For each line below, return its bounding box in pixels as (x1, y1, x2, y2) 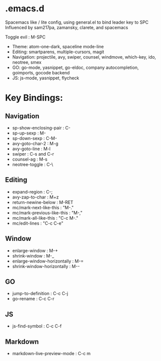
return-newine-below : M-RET (12, 199, 74, 205)
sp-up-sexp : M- (12, 130, 46, 136)
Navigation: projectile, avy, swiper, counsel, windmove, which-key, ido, (12, 54, 156, 60)
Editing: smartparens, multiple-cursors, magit (12, 49, 104, 55)
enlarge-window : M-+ (12, 247, 58, 254)
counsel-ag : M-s (12, 156, 48, 162)
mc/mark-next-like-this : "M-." (12, 204, 74, 210)
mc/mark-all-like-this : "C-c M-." (12, 215, 79, 221)
